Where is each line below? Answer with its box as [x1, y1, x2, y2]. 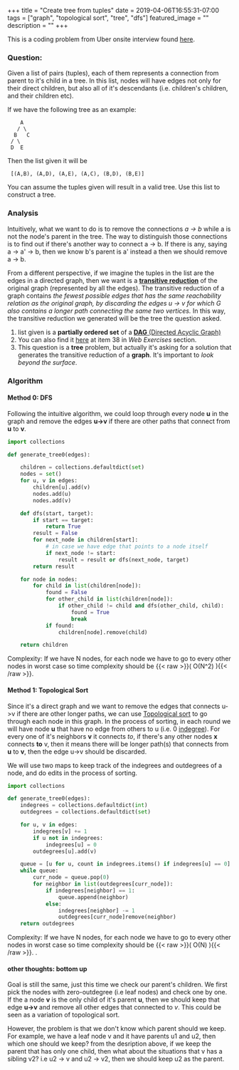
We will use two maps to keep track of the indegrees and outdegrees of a [7, 761, 223, 769]
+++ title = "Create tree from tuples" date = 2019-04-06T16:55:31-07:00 [7, 6, 219, 14]
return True [45, 523, 81, 530]
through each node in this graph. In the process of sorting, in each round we [7, 717, 231, 725]
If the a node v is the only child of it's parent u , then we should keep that [7, 995, 221, 1004]
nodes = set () [20, 470, 62, 478]
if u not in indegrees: [33, 834, 103, 841]
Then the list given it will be [7, 157, 87, 165]
